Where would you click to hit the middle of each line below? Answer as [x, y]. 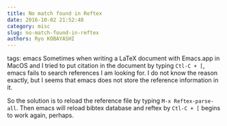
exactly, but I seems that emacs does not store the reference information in [113, 80]
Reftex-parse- [194, 101]
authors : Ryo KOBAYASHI [41, 39]
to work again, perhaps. [40, 115]
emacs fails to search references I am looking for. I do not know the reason [112, 73]
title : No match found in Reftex [55, 13]
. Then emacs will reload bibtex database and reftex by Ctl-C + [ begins [118, 108]
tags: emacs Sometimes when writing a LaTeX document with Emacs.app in [113, 58]
